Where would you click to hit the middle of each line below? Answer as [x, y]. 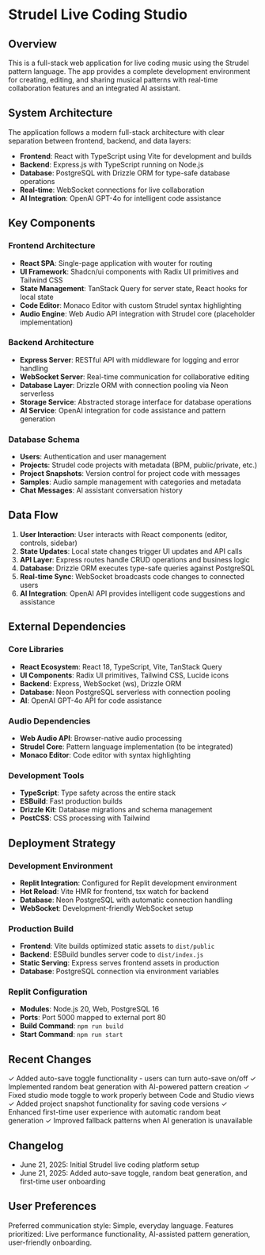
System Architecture [61, 113]
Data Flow [33, 515]
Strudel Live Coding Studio [98, 15]
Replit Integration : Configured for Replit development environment [128, 883]
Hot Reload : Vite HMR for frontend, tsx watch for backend [114, 891]
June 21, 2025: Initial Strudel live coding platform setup [110, 1165]
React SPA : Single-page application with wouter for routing [116, 263]
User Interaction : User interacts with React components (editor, [123, 534]
